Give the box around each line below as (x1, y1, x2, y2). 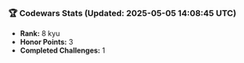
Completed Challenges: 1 (19, 45, 106, 55)
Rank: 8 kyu (19, 29, 60, 38)
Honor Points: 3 (19, 37, 74, 47)
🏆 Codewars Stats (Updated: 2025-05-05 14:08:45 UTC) (8, 7, 237, 18)
